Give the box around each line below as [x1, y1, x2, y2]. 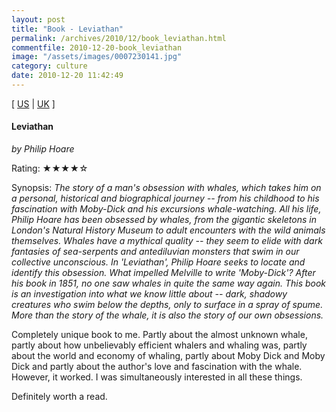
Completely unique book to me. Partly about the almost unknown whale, [11, 329, 308, 341]
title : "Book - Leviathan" [11, 24, 124, 34]
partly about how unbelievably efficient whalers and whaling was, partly [11, 339, 308, 351]
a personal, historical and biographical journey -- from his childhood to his [11, 192, 320, 205]
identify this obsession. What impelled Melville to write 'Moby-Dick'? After [11, 267, 316, 279]
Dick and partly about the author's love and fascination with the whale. [11, 361, 303, 373]
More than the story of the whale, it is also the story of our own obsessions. [11, 309, 324, 321]
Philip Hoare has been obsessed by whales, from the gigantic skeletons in [11, 214, 317, 226]
